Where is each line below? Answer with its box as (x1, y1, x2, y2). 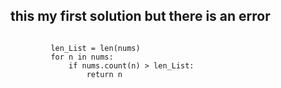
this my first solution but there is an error (10, 8, 271, 25)
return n (86, 69, 123, 79)
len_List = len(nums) (50, 43, 141, 53)
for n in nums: (50, 52, 114, 62)
